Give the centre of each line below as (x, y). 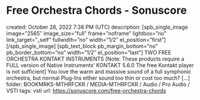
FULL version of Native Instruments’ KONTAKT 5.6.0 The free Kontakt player (100, 65)
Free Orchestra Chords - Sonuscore (97, 10)
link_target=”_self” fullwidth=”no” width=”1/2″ (62, 40)
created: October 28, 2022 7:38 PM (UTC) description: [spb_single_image (97, 27)
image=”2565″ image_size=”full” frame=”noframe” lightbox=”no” (86, 33)
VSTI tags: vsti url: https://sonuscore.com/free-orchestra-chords (86, 90)
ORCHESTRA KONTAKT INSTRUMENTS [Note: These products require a (95, 59)
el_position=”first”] (143, 40)
